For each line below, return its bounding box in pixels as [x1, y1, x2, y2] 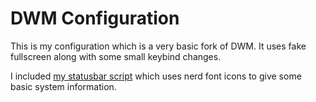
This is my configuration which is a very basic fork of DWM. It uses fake [10, 40, 307, 52]
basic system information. [10, 80, 117, 92]
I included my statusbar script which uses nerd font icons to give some [10, 70, 302, 82]
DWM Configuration [10, 7, 180, 30]
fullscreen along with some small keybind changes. [10, 50, 222, 62]
